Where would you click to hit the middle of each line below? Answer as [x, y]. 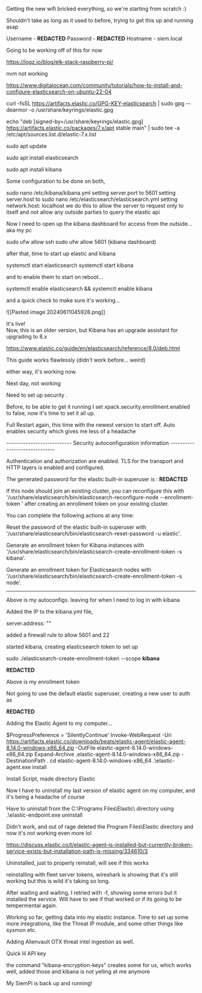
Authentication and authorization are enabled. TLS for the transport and [95, 461]
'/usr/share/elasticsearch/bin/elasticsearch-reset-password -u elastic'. [94, 533]
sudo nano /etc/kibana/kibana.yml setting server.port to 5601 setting [91, 193]
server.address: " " [29, 623]
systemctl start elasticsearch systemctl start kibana [70, 265]
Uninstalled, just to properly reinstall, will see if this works [78, 863]
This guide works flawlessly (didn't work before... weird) [76, 360]
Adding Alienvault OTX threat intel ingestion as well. [70, 942]
